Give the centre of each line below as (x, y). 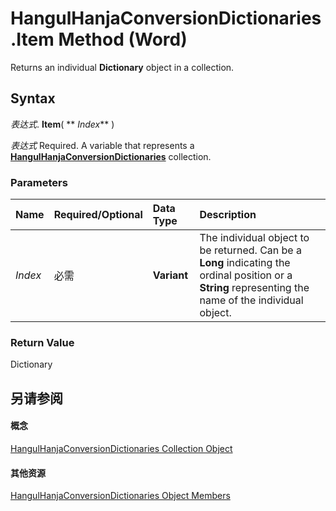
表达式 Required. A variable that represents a (102, 145)
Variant (170, 275)
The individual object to (254, 238)
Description (228, 215)
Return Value (42, 342)
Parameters (39, 182)
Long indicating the (245, 263)
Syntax (33, 98)
